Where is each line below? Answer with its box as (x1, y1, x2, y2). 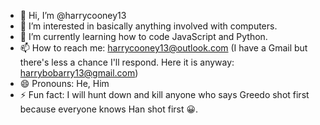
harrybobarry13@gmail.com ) (19, 67, 139, 79)
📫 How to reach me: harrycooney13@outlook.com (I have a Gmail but (19, 42, 308, 54)
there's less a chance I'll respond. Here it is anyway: (19, 56, 235, 68)
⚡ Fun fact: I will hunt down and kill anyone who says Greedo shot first (19, 89, 310, 100)
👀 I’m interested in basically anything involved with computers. (19, 20, 278, 32)
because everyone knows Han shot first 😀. (19, 103, 199, 115)
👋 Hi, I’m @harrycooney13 (19, 10, 127, 21)
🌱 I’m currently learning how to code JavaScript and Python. (19, 31, 268, 42)
